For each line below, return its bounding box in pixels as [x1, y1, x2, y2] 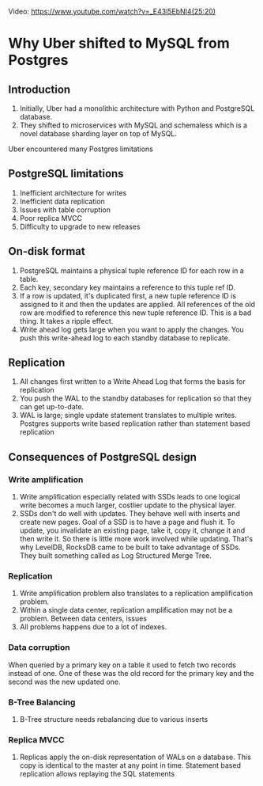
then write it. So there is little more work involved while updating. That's [19, 534, 254, 544]
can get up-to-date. [19, 402, 85, 412]
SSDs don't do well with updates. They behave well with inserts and [19, 509, 241, 518]
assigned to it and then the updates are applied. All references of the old [19, 299, 255, 309]
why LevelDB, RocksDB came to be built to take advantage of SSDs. [19, 542, 241, 552]
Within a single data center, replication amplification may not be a [19, 606, 233, 615]
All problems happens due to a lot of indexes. [19, 622, 167, 632]
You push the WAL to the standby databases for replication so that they [19, 393, 252, 403]
